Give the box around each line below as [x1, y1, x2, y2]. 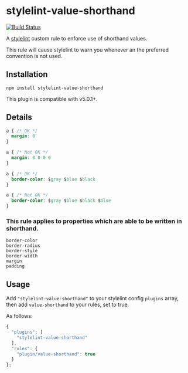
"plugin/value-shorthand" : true [16, 351, 95, 357]
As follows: [6, 313, 33, 320]
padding [6, 263, 25, 269]
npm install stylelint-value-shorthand [6, 85, 104, 91]
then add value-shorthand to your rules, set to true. [6, 301, 129, 308]
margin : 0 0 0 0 [11, 155, 51, 161]
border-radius [6, 243, 41, 249]
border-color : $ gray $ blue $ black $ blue [11, 198, 111, 204]
